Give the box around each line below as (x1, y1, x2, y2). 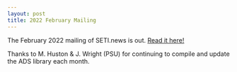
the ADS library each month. (7, 57, 90, 65)
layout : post (7, 10, 46, 17)
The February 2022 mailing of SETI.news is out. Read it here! (7, 36, 185, 44)
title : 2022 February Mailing (7, 17, 97, 24)
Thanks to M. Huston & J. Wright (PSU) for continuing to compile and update (7, 50, 230, 58)
